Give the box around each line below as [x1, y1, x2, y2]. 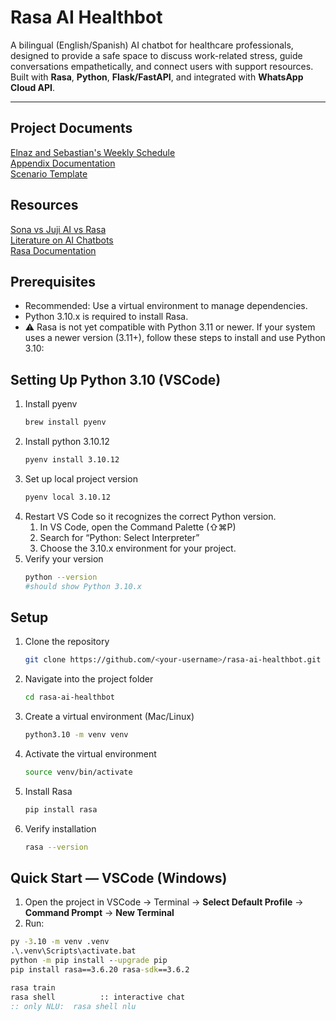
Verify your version [24, 552, 104, 565]
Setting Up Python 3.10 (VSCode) [10, 371, 222, 388]
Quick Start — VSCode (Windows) [10, 870, 228, 887]
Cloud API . [10, 81, 56, 93]
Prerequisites [10, 273, 96, 290]
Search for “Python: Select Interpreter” [39, 531, 200, 543]
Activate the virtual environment [24, 748, 157, 760]
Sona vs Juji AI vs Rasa [10, 223, 107, 235]
